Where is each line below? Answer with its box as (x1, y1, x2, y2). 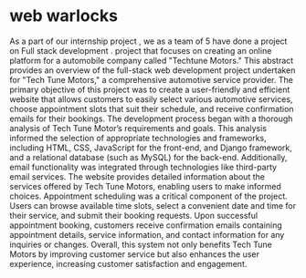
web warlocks (9, 5, 119, 26)
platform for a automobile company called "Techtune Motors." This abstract (9, 55, 294, 66)
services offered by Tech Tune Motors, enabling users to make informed (9, 180, 281, 191)
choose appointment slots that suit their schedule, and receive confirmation (9, 103, 294, 114)
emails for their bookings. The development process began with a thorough (9, 113, 293, 124)
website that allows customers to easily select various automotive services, (9, 93, 293, 105)
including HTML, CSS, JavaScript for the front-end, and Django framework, (9, 142, 292, 153)
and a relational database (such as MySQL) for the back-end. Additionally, (9, 151, 288, 162)
